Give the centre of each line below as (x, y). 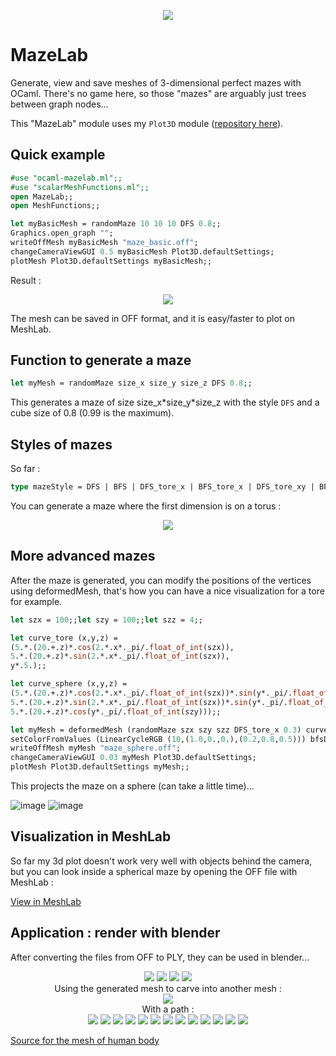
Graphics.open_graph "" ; (62, 233)
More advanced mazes (83, 556)
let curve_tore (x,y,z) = (64, 638)
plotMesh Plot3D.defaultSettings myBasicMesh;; (111, 261)
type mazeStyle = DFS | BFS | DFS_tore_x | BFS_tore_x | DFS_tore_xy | (162, 487)
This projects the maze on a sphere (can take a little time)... (132, 786)
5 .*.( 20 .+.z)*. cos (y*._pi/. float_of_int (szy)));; (116, 711)
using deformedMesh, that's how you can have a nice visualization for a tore (167, 591)
